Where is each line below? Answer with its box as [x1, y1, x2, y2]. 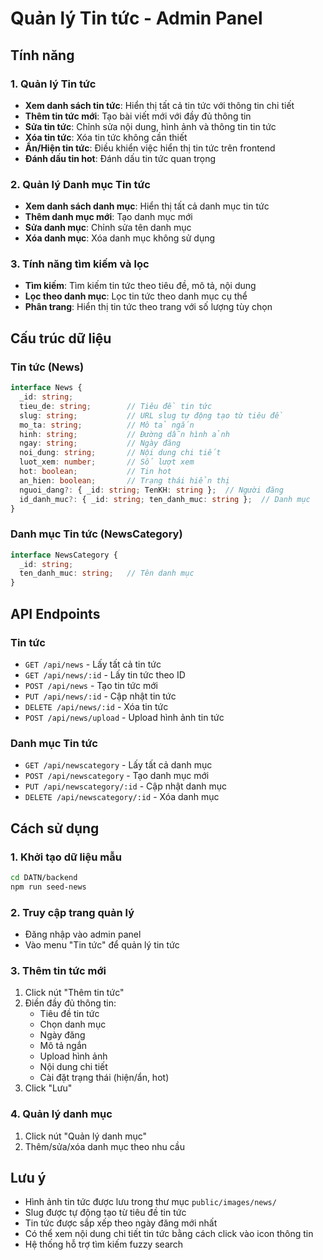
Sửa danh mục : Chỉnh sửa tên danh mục [24, 222, 192, 234]
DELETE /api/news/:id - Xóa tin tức [24, 700, 169, 712]
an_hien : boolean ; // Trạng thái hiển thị [19, 475, 230, 486]
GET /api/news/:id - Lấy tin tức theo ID [24, 668, 186, 681]
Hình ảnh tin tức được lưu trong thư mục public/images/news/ [24, 1196, 277, 1208]
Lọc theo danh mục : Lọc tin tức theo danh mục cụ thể [24, 290, 248, 302]
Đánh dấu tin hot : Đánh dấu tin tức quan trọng [24, 152, 217, 164]
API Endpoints [10, 605, 101, 622]
